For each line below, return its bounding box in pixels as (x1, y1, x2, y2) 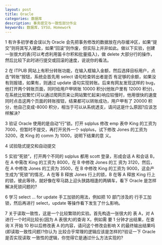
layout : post (5, 7, 32, 12)
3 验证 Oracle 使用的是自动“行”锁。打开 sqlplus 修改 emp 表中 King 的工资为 (5, 121, 157, 126)
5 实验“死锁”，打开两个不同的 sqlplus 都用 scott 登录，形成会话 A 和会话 (5, 154, 149, 159)
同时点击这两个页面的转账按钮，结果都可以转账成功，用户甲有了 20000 (5, 98, 147, 104)
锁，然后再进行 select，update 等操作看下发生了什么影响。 (5, 200, 123, 206)
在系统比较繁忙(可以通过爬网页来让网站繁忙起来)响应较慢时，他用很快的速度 (5, 92, 157, 98)
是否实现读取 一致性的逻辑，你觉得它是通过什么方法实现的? (5, 235, 124, 241)
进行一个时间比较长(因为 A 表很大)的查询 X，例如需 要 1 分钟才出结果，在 (5, 217, 150, 223)
